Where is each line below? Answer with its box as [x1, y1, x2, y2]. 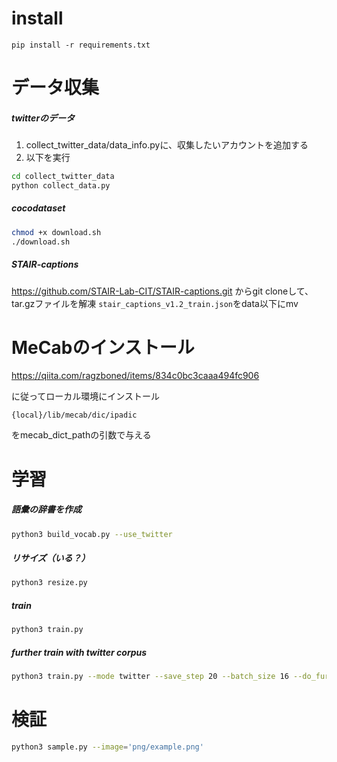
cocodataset [11, 202, 66, 214]
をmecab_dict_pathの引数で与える [11, 429, 152, 441]
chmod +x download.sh [11, 227, 102, 237]
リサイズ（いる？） [11, 552, 91, 564]
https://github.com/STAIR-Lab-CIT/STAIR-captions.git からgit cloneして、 [11, 285, 314, 297]
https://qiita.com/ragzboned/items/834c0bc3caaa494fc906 [11, 370, 260, 382]
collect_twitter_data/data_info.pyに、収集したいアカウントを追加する [25, 139, 309, 151]
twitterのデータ [11, 112, 76, 124]
